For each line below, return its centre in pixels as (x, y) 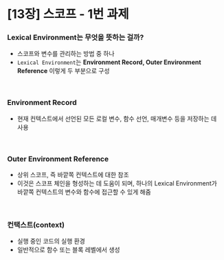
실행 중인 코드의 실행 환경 (51, 241)
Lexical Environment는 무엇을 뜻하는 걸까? (76, 37)
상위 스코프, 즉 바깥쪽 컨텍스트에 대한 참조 (73, 175)
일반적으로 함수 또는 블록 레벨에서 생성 (68, 250)
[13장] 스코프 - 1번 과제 (68, 14)
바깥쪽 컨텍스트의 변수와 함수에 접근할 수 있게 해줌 (84, 192)
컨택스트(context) (36, 225)
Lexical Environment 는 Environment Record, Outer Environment (109, 62)
